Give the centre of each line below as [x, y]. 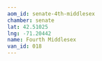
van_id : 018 [24, 46]
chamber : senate [31, 20]
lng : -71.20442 [29, 33]
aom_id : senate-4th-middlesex [51, 14]
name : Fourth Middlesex [42, 40]
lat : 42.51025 [28, 27]
